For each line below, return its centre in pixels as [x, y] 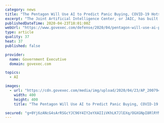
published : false [23, 46]
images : [13, 86]
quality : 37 [17, 37]
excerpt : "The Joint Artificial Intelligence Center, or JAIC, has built [82, 19]
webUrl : [13, 28]
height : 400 [26, 100]
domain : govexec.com [30, 64]
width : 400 [25, 95]
